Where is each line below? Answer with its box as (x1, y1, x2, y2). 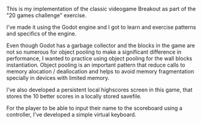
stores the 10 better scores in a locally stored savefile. (6, 93, 142, 100)
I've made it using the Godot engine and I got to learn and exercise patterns (6, 24, 197, 31)
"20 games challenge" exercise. (6, 12, 87, 19)
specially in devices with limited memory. (6, 75, 110, 81)
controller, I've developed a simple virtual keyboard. (6, 111, 137, 118)
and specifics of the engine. (6, 30, 77, 37)
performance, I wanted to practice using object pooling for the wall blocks (6, 55, 192, 62)
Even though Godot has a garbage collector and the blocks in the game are (6, 42, 195, 49)
